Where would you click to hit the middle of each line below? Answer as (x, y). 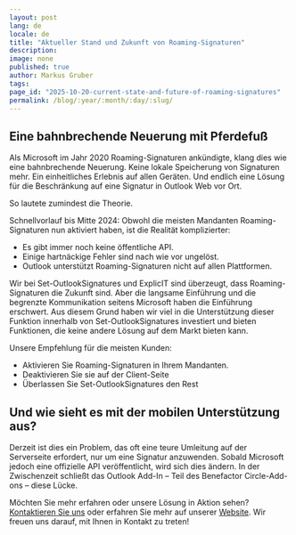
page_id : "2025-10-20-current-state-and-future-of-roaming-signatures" (145, 92)
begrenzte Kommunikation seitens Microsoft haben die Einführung (131, 303)
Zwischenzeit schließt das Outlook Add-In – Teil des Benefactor (126, 476)
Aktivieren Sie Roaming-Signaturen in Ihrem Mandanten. (125, 365)
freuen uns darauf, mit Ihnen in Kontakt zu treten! (99, 521)
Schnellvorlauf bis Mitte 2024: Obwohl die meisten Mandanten (124, 221)
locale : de (29, 34)
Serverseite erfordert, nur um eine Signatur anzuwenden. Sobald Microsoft (147, 457)
